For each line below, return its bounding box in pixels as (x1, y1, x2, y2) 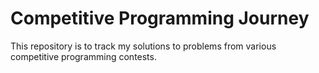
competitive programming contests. (10, 50, 157, 62)
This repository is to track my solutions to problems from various (10, 40, 277, 52)
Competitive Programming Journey (10, 7, 310, 30)
